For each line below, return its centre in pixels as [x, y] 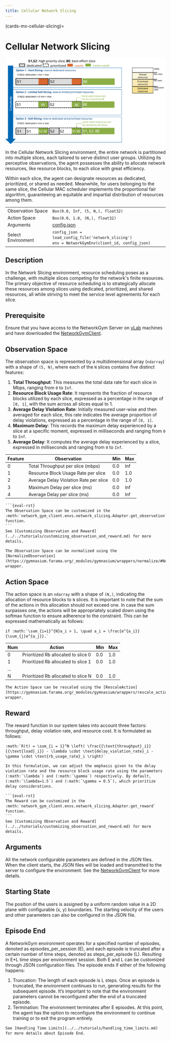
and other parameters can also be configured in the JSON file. [70, 915]
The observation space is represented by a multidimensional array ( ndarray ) [85, 361]
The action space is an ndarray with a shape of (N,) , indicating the [75, 594]
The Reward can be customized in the [45, 801]
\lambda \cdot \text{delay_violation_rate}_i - [102, 751]
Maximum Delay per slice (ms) [60, 487]
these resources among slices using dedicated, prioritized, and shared [79, 289]
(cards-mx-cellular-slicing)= [35, 26]
